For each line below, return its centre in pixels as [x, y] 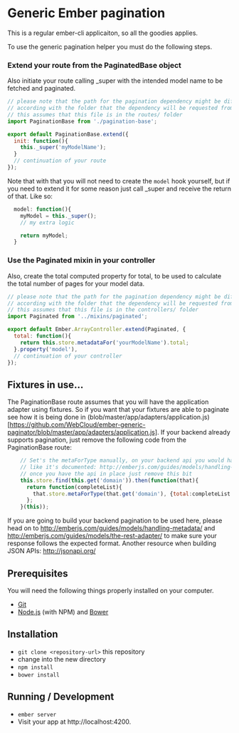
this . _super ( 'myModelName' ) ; [63, 148]
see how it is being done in [47, 417]
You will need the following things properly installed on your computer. [111, 591]
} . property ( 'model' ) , [46, 349]
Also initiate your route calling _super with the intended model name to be [115, 81]
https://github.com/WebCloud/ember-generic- [78, 425]
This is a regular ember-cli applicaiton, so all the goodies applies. [102, 33]
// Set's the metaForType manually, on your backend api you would [122, 461]
